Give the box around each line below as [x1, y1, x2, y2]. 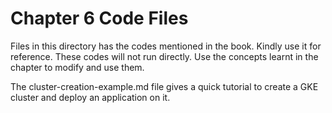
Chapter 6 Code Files [10, 7, 189, 30]
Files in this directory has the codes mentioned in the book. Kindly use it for [10, 40, 322, 52]
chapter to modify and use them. [10, 61, 145, 73]
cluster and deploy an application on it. [10, 91, 171, 103]
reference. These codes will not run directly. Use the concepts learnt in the [10, 50, 319, 62]
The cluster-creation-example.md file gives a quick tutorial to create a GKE [10, 80, 319, 92]
